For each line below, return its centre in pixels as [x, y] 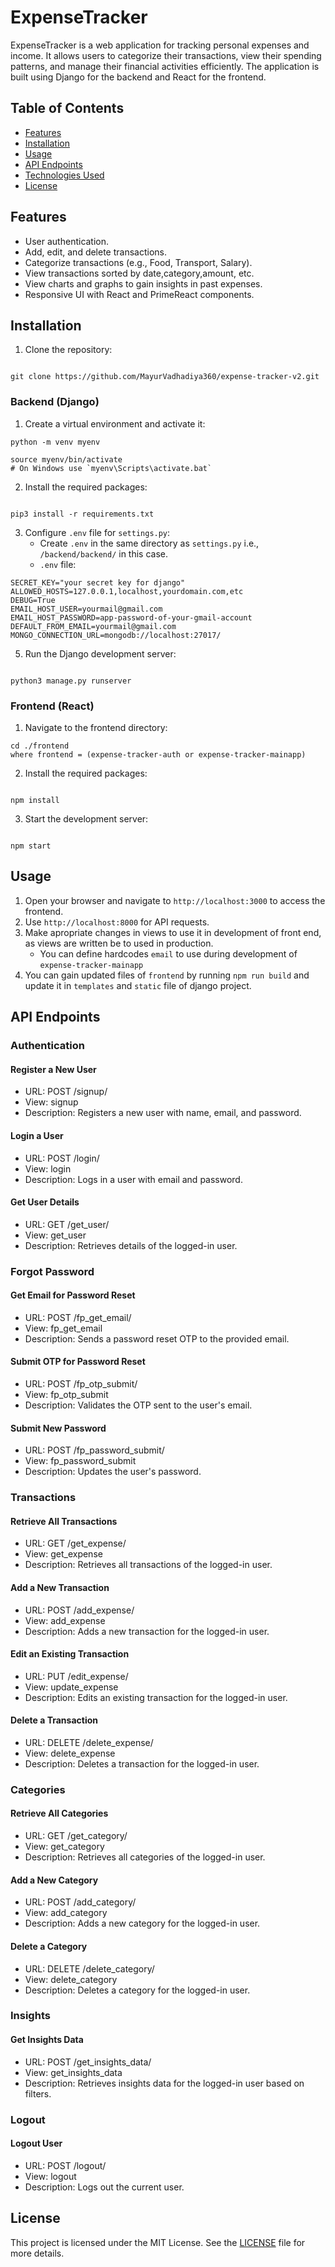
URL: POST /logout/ [65, 2165]
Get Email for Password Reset [73, 1295]
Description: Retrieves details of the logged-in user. [131, 1245]
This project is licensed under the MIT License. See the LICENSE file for [158, 2242]
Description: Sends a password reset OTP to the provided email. [157, 1338]
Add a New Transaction [60, 1587]
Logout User [36, 2143]
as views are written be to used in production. [119, 943]
